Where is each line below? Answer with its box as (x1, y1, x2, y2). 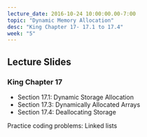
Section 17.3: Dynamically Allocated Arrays (17, 100, 141, 109)
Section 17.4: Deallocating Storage (17, 107, 117, 116)
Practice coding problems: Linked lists (7, 121, 118, 130)
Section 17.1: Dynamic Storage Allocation (17, 93, 134, 101)
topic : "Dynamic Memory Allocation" (7, 17, 114, 24)
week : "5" (7, 30, 36, 37)
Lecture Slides (7, 56, 71, 67)
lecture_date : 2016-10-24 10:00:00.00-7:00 (7, 10, 136, 18)
